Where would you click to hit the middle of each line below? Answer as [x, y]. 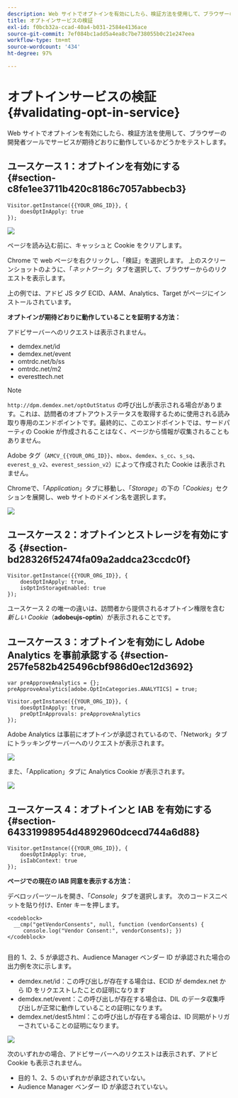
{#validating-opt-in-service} [94, 112]
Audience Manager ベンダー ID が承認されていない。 [95, 1087]
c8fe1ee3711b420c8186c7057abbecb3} [97, 189]
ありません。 [26, 440]
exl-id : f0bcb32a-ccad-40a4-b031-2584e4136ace [77, 27]
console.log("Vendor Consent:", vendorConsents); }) [102, 931]
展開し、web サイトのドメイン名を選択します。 [101, 497]
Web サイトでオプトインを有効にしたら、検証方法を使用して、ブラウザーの [117, 133]
